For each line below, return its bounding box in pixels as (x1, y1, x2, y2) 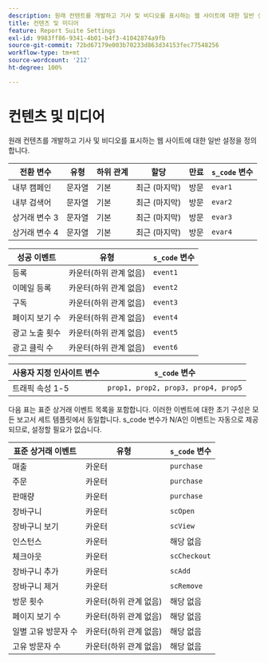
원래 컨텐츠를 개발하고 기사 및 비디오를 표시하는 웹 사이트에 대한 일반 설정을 (8, 135, 242, 145)
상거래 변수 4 (12, 227, 59, 238)
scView (170, 521, 195, 530)
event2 (152, 283, 178, 292)
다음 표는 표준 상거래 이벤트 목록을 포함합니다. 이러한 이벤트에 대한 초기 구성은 (8, 404, 251, 414)
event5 (152, 328, 178, 336)
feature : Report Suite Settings (8, 26, 116, 34)
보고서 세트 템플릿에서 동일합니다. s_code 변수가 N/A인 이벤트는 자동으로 (16, 415, 244, 424)
